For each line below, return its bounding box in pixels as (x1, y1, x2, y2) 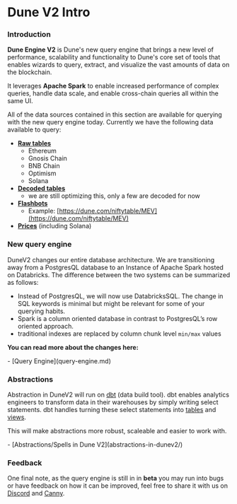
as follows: (7, 278, 39, 286)
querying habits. (17, 307, 66, 315)
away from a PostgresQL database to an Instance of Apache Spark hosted (7, 263, 224, 271)
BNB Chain (28, 162, 60, 170)
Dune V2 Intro (7, 4, 91, 20)
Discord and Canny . (7, 489, 65, 498)
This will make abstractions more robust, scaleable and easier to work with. (7, 427, 227, 435)
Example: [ (28, 206, 59, 216)
